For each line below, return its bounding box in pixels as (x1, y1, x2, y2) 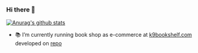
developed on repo (14, 40, 62, 47)
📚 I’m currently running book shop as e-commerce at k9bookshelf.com (14, 31, 192, 39)
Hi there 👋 (6, 5, 36, 14)
